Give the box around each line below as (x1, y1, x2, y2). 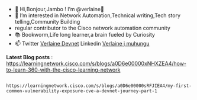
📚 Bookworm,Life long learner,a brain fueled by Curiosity (14, 31, 156, 38)
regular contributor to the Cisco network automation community (14, 24, 170, 31)
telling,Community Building (14, 18, 80, 25)
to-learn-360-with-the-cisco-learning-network (6, 66, 121, 73)
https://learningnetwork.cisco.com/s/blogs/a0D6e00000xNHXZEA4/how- (6, 60, 187, 67)
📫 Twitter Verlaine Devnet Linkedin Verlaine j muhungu (14, 40, 150, 47)
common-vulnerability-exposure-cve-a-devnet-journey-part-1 (6, 88, 158, 94)
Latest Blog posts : (6, 54, 53, 60)
